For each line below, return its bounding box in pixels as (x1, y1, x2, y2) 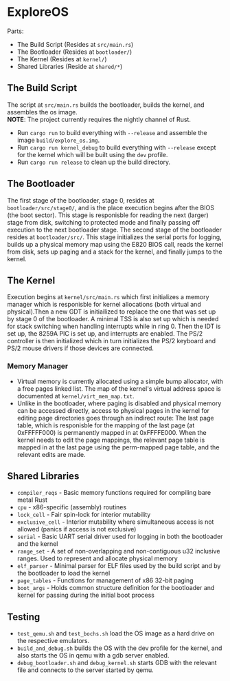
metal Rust (16, 496, 48, 504)
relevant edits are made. (16, 450, 86, 458)
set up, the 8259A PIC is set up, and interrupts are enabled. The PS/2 (7, 329, 203, 338)
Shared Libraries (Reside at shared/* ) (16, 62, 123, 70)
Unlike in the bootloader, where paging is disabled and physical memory (16, 399, 222, 407)
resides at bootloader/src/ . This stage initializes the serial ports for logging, (7, 232, 222, 241)
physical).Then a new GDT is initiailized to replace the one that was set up (7, 307, 216, 316)
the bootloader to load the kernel (16, 569, 111, 578)
